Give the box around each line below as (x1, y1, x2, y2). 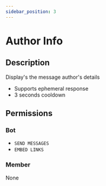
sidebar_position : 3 (5, 8, 57, 15)
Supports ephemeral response (14, 85, 89, 92)
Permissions (5, 108, 53, 118)
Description (5, 57, 50, 68)
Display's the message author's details (5, 73, 100, 81)
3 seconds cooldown (14, 91, 66, 98)
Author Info (5, 34, 63, 47)
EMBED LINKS (14, 147, 44, 153)
